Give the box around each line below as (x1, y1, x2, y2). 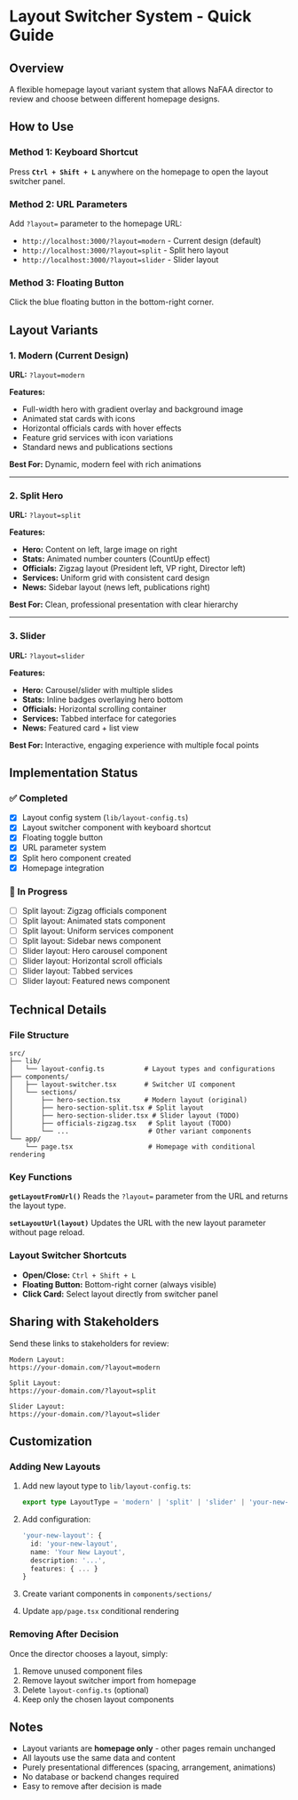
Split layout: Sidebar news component (21, 936, 161, 947)
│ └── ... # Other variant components (9, 1127, 252, 1136)
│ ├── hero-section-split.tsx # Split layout (9, 1103, 204, 1113)
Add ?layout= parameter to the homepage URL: (9, 218, 183, 229)
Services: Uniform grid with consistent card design (21, 572, 210, 584)
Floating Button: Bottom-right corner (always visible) (21, 1279, 217, 1289)
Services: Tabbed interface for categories (21, 713, 177, 723)
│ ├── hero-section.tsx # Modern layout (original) (9, 1096, 248, 1105)
